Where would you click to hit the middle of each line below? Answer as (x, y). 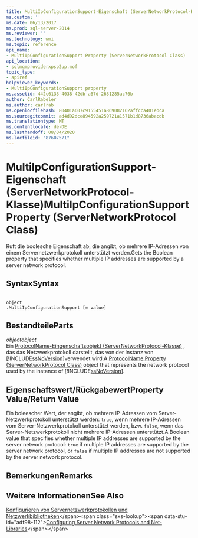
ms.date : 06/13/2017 (32, 22)
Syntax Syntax (33, 284)
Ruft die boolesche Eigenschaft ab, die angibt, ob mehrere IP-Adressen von (98, 246)
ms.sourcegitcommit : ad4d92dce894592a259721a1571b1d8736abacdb (85, 116)
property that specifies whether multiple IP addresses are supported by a (95, 259)
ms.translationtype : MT (35, 122)
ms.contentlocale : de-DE (37, 127)
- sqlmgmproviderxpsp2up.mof (42, 66)
